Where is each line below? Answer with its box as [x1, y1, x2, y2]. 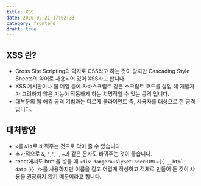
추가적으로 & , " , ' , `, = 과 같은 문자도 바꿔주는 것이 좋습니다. [15, 150, 153, 157]
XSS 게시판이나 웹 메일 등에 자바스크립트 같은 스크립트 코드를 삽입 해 [15, 83, 178, 90]
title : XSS [6, 9, 34, 15]
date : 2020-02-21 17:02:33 [6, 15, 75, 21]
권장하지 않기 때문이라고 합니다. [26, 173, 102, 180]
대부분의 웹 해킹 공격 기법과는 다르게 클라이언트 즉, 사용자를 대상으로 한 [15, 98, 185, 106]
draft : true [6, 26, 37, 32]
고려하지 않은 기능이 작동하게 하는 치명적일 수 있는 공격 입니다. [21, 90, 169, 98]
